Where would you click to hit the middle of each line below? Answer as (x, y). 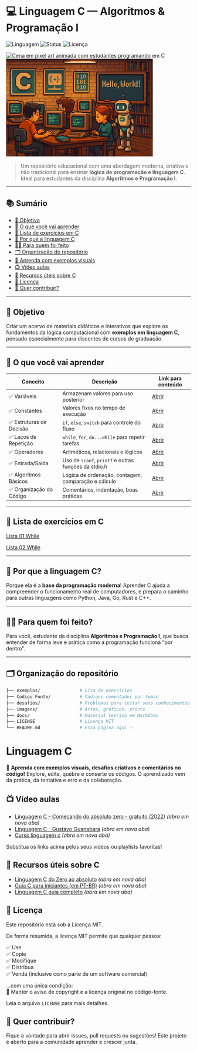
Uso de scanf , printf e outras (98, 460)
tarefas (71, 443)
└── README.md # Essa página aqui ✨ (70, 728)
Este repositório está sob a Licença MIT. (55, 925)
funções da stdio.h (85, 466)
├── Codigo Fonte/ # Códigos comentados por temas (82, 697)
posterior (74, 399)
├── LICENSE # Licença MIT (60, 722)
